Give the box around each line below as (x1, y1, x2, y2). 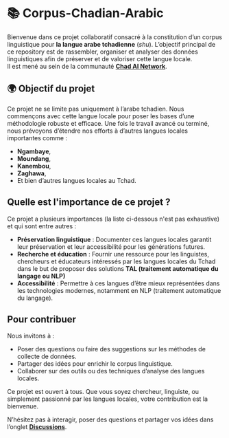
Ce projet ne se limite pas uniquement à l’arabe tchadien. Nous (7, 105, 184, 113)
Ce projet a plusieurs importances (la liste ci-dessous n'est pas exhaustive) (7, 215, 220, 223)
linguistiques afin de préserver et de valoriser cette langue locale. (7, 54, 193, 63)
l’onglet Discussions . (7, 423, 67, 431)
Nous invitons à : (7, 331, 55, 340)
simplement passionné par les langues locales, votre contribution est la (7, 395, 208, 403)
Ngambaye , (16, 147, 51, 155)
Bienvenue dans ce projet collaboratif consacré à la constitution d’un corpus (7, 32, 223, 41)
